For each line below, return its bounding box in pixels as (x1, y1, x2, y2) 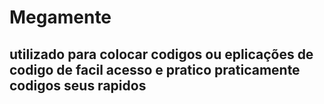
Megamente (9, 6, 112, 29)
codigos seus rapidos (9, 77, 147, 94)
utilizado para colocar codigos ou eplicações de (9, 46, 314, 63)
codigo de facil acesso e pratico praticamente (9, 61, 301, 78)
